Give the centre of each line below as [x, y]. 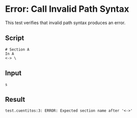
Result [15, 99]
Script [15, 38]
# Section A [17, 49]
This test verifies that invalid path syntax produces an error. [65, 23]
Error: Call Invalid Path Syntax [67, 9]
